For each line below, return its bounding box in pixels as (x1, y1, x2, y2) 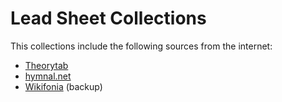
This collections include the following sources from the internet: (10, 40, 273, 52)
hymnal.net (24, 70, 72, 82)
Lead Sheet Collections (10, 7, 207, 30)
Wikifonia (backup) (24, 80, 103, 92)
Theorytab (24, 59, 69, 71)
